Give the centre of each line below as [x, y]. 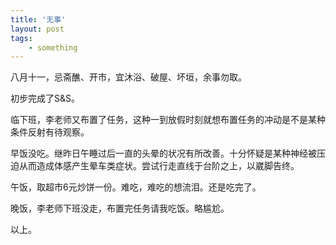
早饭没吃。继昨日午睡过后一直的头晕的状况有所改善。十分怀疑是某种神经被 [163, 153]
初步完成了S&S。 [45, 98]
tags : [21, 38]
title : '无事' [38, 19]
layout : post [37, 29]
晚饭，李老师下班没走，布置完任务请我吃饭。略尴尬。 [120, 208]
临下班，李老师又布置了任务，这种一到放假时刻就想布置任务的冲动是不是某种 [168, 120]
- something [53, 47]
